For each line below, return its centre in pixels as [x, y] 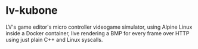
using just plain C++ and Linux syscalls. [54, 39]
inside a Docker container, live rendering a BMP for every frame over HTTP [98, 33]
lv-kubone [32, 10]
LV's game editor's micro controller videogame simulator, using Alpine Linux [99, 27]
